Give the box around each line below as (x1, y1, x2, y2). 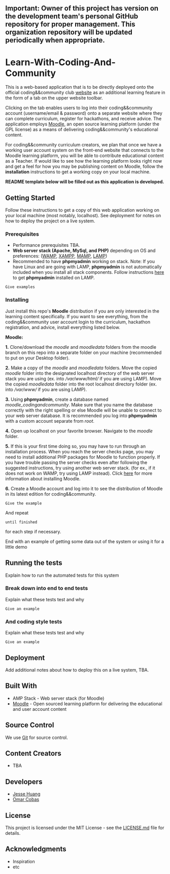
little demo (5, 544, 27, 550)
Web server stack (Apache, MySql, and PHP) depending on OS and (12, 247, 156, 254)
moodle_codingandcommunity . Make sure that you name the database (5, 401, 153, 407)
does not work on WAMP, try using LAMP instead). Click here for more (5, 470, 153, 476)
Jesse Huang (12, 791, 41, 797)
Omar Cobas (12, 796, 40, 803)
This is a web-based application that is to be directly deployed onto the (5, 84, 154, 90)
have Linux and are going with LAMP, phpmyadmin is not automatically (12, 264, 162, 270)
